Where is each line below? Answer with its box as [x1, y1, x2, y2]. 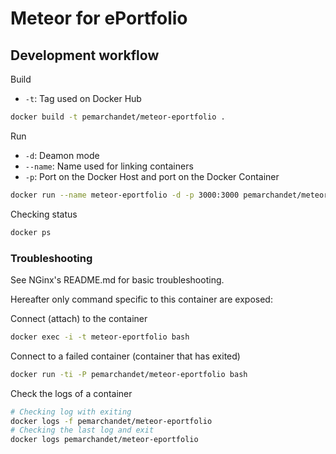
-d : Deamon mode [24, 149, 100, 161]
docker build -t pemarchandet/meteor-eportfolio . [10, 112, 226, 122]
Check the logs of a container [10, 387, 133, 399]
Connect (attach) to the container [10, 312, 148, 324]
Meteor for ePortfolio [10, 7, 188, 30]
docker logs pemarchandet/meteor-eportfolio [10, 435, 199, 445]
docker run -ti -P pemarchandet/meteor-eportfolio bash [10, 369, 248, 379]
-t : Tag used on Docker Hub [24, 93, 142, 104]
